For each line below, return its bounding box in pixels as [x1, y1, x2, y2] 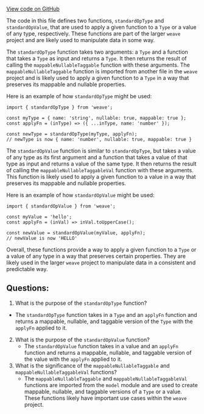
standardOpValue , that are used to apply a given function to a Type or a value [6, 24, 197, 31]
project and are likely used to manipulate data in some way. [6, 37, 155, 43]
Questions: [6, 283, 49, 294]
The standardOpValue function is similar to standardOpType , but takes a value [6, 147, 196, 154]
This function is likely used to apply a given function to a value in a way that [6, 173, 196, 180]
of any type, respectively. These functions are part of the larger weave [6, 30, 181, 37]
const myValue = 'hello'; [6, 214, 72, 220]
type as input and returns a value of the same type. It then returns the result [6, 160, 197, 167]
